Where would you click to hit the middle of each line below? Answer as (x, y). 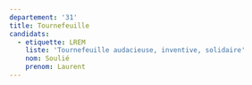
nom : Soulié (47, 58)
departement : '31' (43, 17)
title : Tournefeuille (50, 26)
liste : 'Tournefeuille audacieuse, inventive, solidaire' (135, 50)
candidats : (29, 34)
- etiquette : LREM (52, 42)
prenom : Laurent (56, 67)
